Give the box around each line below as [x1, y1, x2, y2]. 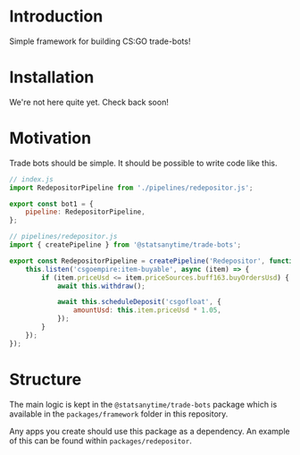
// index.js [9, 174, 54, 184]
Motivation [9, 128, 92, 148]
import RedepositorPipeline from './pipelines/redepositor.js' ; [9, 183, 254, 192]
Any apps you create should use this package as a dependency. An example [9, 426, 290, 436]
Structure [9, 369, 82, 390]
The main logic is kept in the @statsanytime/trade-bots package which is [9, 399, 278, 409]
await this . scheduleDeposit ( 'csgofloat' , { [56, 298, 221, 307]
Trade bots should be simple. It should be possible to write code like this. [9, 157, 278, 168]
